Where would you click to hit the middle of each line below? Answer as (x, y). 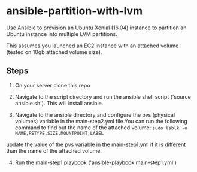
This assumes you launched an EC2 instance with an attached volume (93, 46)
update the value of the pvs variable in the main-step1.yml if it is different (96, 144)
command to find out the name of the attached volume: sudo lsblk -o (101, 128)
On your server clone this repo (53, 85)
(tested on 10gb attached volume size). (54, 52)
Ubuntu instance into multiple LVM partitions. (62, 34)
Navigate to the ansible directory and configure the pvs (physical (95, 114)
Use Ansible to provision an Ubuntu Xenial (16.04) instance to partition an (96, 28)
